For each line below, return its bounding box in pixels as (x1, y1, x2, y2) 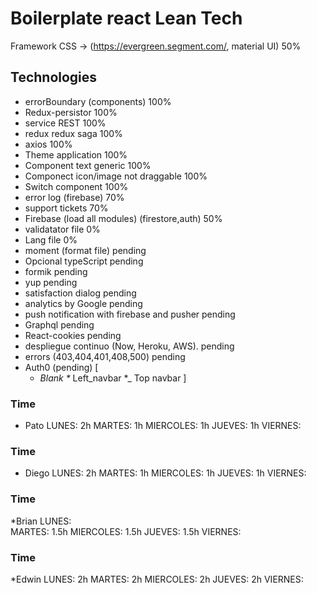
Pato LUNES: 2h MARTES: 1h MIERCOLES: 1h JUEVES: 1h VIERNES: (24, 420, 302, 432)
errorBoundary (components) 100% (24, 95, 172, 107)
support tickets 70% (24, 202, 109, 214)
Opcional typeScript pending (24, 255, 144, 267)
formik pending (24, 265, 88, 277)
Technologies (10, 69, 98, 86)
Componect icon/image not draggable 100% (24, 170, 208, 182)
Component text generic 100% (24, 159, 152, 171)
